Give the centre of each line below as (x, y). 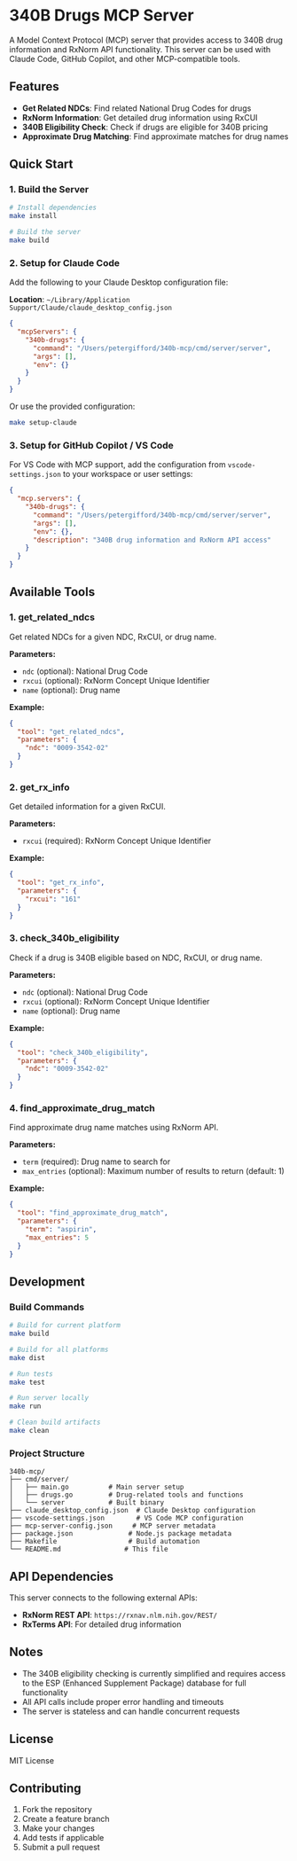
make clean (29, 1431)
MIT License (32, 1760)
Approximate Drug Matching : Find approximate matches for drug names (155, 136)
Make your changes (58, 1828)
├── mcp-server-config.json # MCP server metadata (113, 1526)
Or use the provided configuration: (72, 407)
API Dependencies (61, 1576)
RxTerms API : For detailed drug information (102, 1624)
